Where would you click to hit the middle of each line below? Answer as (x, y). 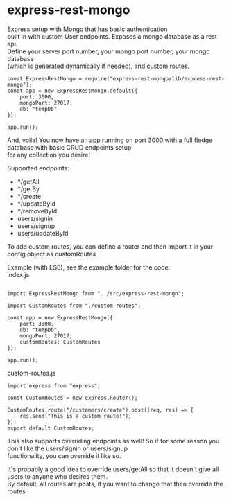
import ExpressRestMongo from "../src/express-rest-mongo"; (96, 293)
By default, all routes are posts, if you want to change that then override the (115, 484)
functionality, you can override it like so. (64, 455)
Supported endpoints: (38, 168)
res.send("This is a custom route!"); (76, 416)
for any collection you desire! (49, 155)
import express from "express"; (54, 386)
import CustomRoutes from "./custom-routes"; (74, 306)
